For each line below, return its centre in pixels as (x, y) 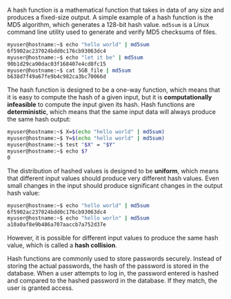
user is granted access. (40, 288)
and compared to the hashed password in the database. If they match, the (112, 281)
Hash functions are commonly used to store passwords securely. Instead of (114, 259)
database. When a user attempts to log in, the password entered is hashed (113, 273)
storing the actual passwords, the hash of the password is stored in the (108, 266)
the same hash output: (39, 119)
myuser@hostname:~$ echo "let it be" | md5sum (75, 57)
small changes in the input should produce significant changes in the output (115, 185)
